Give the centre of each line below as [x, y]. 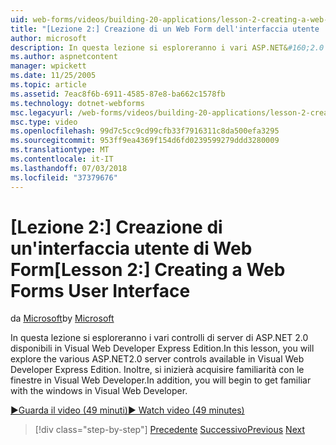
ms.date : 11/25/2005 [53, 76]
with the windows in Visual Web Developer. [99, 391]
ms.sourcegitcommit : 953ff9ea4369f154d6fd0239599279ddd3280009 [145, 141]
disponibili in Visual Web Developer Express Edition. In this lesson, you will [162, 348]
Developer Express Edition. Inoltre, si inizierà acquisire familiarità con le [157, 370]
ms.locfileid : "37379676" [64, 177]
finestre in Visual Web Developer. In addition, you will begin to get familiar [161, 380]
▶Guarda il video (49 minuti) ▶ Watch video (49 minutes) [127, 410]
